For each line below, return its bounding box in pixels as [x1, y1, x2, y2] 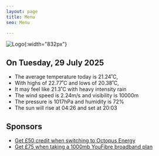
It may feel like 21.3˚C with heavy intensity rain [14, 86, 127, 93]
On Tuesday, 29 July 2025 [6, 57, 104, 67]
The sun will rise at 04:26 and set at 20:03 [14, 104, 117, 111]
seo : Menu [6, 19, 31, 25]
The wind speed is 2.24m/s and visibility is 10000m [14, 92, 139, 99]
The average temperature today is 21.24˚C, [14, 73, 119, 80]
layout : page [6, 8, 38, 15]
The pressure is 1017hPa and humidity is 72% [14, 98, 124, 106]
